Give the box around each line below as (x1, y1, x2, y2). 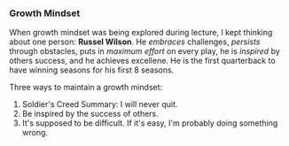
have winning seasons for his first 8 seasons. (9, 65, 175, 75)
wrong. (21, 127, 49, 138)
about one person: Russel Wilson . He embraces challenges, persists (9, 36, 261, 47)
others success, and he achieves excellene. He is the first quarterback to (9, 56, 277, 66)
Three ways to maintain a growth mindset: (9, 82, 163, 93)
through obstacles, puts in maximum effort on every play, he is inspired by (9, 46, 281, 57)
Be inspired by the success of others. (21, 109, 160, 119)
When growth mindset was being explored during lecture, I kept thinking (9, 27, 273, 38)
